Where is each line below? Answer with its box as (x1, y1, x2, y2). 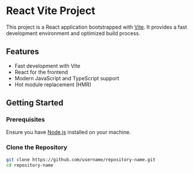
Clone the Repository (6, 144, 68, 152)
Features (6, 47, 39, 57)
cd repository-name (6, 162, 54, 168)
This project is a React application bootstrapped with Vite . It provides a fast (6, 23, 187, 30)
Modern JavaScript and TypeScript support (14, 74, 119, 81)
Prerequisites (6, 115, 45, 124)
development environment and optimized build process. (6, 29, 140, 36)
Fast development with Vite (14, 62, 81, 69)
